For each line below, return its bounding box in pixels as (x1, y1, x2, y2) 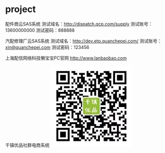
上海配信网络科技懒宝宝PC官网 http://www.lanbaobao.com (5, 55, 127, 61)
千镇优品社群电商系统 (5, 142, 49, 148)
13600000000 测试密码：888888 (5, 27, 75, 33)
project (5, 4, 36, 15)
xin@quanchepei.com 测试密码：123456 (5, 44, 89, 50)
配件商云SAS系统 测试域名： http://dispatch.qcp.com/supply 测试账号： (5, 21, 153, 27)
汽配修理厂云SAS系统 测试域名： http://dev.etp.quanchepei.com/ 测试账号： (5, 38, 162, 44)
